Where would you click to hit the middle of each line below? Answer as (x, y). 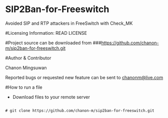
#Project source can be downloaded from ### (53, 43)
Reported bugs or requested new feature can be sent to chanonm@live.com (84, 77)
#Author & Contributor (28, 58)
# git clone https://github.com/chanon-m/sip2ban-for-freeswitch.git (80, 110)
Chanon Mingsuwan (26, 68)
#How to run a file (24, 87)
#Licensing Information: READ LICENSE (46, 33)
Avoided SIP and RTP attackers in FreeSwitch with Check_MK (69, 23)
